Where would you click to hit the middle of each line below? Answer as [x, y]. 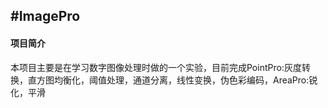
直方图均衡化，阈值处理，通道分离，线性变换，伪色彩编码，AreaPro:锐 [172, 80]
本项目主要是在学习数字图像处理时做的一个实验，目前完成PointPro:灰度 [156, 67]
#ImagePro [45, 16]
